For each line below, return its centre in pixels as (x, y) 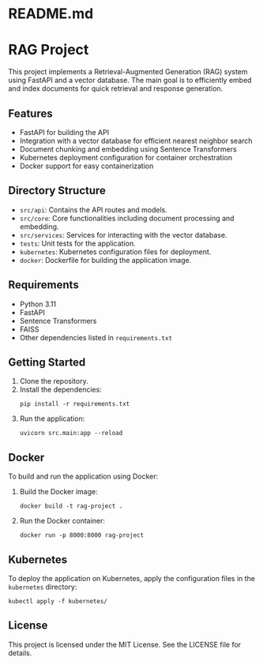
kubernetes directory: (43, 587)
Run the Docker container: (62, 521)
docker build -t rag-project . (71, 506)
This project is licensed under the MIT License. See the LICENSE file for (125, 644)
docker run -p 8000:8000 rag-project (82, 535)
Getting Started (47, 362)
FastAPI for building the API (64, 132)
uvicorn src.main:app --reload (71, 433)
